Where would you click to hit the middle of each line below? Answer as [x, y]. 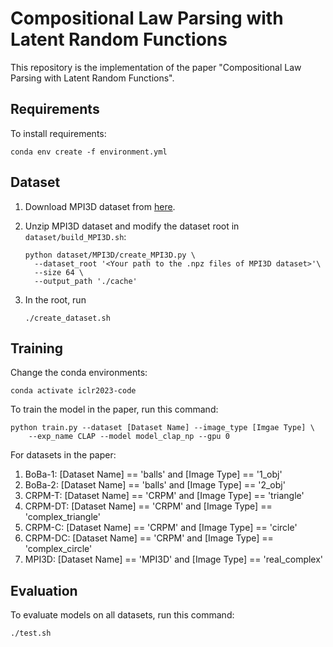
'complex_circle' [58, 549]
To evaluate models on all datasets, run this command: [122, 615]
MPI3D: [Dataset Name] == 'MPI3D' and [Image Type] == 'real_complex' [174, 559]
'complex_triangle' [62, 517]
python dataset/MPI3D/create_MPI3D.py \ [110, 255]
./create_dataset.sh [67, 318]
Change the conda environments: [79, 373]
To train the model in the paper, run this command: [114, 409]
